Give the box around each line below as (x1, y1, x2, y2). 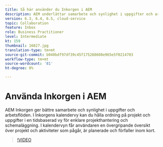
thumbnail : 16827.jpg (5, 43, 49, 48)
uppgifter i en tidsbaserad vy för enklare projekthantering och (5, 117, 128, 123)
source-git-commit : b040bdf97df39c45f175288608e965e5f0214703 (5, 52, 133, 57)
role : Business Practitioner (5, 30, 64, 34)
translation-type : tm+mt (5, 48, 55, 52)
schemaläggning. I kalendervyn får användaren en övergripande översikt (5, 122, 150, 128)
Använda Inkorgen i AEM (5, 91, 107, 102)
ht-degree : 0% (5, 66, 34, 71)
